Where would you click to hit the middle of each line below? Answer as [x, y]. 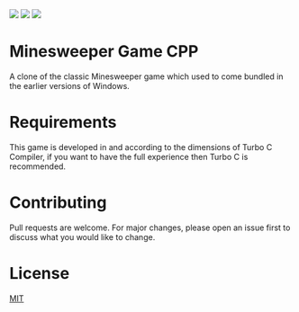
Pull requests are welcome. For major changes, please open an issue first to [150, 227]
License [40, 273]
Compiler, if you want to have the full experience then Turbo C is [129, 156]
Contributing [58, 203]
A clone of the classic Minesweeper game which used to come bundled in [146, 76]
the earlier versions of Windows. [70, 85]
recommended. [37, 166]
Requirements [63, 123]
